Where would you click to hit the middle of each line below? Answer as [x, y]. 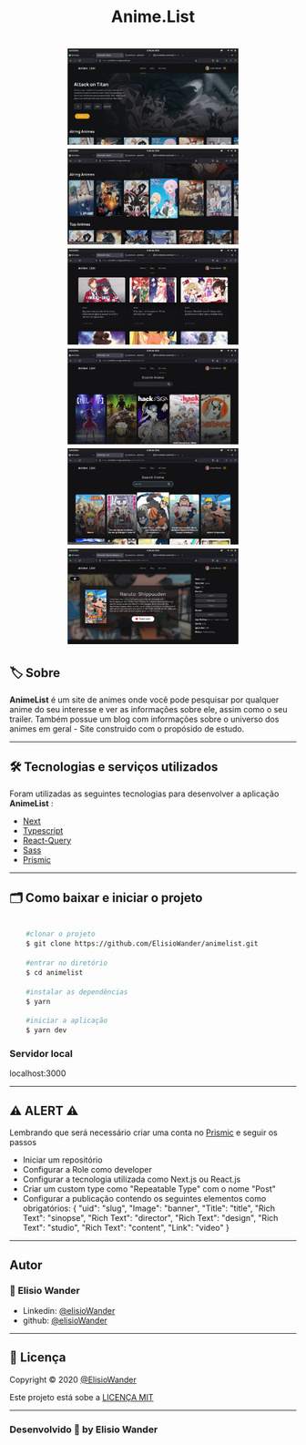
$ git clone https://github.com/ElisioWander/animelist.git [142, 944]
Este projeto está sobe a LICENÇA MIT [82, 1397]
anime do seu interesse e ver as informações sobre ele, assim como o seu [149, 709]
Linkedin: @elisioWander [69, 1310]
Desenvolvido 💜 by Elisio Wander [84, 1430]
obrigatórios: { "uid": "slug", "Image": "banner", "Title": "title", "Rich [149, 1208]
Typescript [43, 830]
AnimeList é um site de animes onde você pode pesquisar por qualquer [144, 700]
